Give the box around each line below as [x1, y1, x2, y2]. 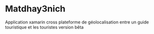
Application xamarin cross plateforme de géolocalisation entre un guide [5, 19, 149, 25]
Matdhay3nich [5, 3, 66, 14]
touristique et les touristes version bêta [5, 24, 84, 30]
